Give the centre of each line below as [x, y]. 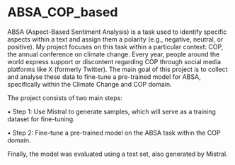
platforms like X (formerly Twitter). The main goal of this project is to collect [117, 69]
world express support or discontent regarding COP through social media [114, 61]
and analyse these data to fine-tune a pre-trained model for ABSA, [104, 77]
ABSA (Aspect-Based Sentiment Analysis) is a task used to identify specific [117, 32]
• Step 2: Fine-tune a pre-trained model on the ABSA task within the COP [114, 133]
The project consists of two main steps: [65, 98]
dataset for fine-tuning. [41, 119]
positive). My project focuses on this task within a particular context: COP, [115, 47]
